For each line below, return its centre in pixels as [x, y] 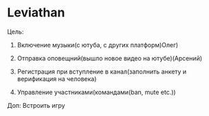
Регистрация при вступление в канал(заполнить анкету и [102, 71]
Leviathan [36, 13]
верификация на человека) [57, 79]
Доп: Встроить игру [36, 105]
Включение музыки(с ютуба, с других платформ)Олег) [98, 45]
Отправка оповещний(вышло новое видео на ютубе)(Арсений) [110, 58]
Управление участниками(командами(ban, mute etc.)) [97, 92]
